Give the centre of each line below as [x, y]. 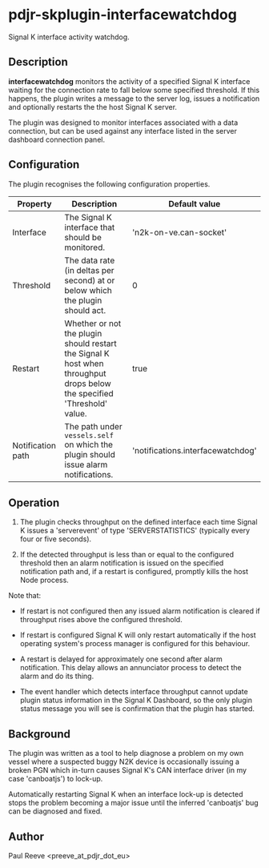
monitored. [85, 247]
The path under [93, 426]
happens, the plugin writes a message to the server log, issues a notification [134, 98]
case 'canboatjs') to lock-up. [56, 779]
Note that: [25, 596]
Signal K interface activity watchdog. [69, 37]
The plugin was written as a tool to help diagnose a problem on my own [126, 753]
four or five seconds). [56, 539]
